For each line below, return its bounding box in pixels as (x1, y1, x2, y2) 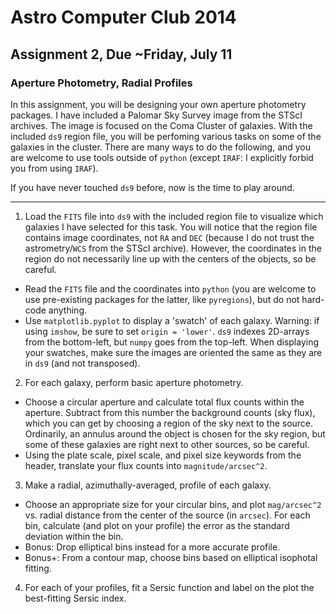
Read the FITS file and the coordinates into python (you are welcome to (24, 282, 317, 295)
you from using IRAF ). (10, 162, 99, 174)
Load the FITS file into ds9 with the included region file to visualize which (24, 210, 324, 222)
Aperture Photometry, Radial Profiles (10, 76, 193, 90)
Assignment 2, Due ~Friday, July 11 (10, 46, 233, 63)
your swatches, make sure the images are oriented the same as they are (24, 346, 323, 358)
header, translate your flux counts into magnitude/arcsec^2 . (24, 459, 268, 471)
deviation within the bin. (24, 530, 124, 542)
